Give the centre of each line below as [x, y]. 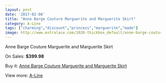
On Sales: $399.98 [25, 56]
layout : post [19, 10]
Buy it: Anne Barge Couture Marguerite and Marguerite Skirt [66, 66]
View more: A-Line [24, 75]
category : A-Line [23, 23]
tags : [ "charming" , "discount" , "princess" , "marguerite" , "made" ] [72, 28]
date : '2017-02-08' [25, 14]
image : [12, 33]
